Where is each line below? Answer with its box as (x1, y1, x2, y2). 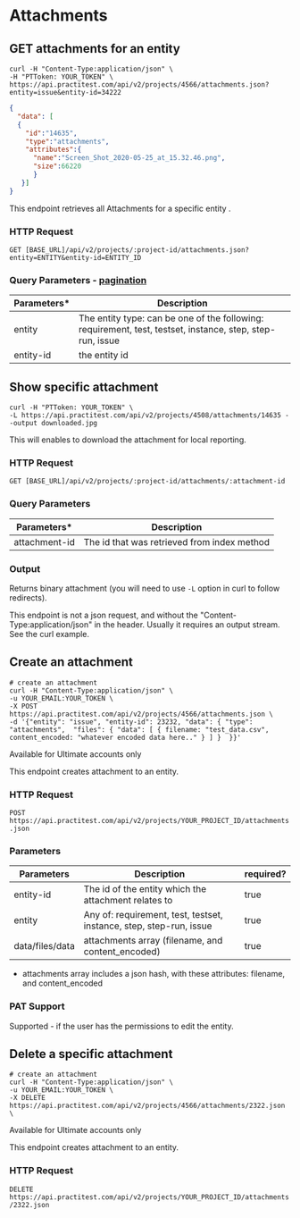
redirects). (9, 592, 47, 603)
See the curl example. (9, 628, 90, 639)
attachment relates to (83, 895, 173, 907)
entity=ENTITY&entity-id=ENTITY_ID (9, 253, 142, 262)
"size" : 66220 (32, 162, 82, 171)
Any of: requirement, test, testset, (83, 909, 223, 921)
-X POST (9, 701, 38, 710)
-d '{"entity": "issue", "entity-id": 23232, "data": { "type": (9, 717, 254, 727)
